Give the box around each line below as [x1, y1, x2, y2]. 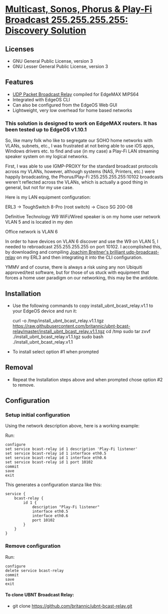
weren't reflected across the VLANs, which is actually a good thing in [5, 179, 148, 185]
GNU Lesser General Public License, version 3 [12, 64, 108, 69]
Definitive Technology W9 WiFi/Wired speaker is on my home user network [5, 214, 160, 220]
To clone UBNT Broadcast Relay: [5, 592, 74, 598]
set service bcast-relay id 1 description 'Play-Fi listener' [5, 446, 138, 452]
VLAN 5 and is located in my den [5, 219, 73, 225]
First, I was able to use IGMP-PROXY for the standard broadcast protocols [5, 163, 158, 169]
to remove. [12, 382, 35, 388]
